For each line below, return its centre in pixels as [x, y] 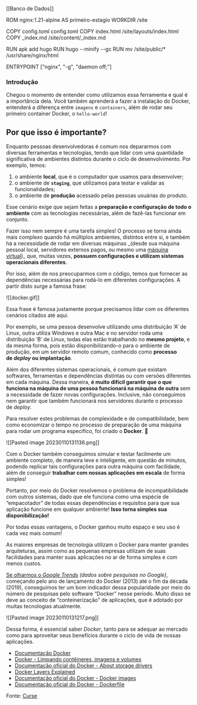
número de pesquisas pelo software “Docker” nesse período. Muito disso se [98, 594]
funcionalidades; [35, 189]
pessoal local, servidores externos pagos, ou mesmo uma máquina [87, 250]
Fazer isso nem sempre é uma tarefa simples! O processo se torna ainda [94, 231]
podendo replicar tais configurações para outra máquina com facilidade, [94, 467]
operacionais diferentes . [37, 263]
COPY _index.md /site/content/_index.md [56, 37]
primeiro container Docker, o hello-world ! [57, 114]
